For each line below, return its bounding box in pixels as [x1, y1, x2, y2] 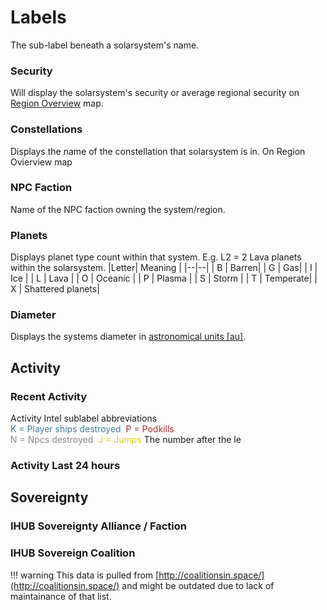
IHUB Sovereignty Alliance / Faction [10, 519, 187, 533]
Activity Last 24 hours [10, 459, 121, 473]
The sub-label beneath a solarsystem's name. [10, 39, 200, 51]
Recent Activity [10, 389, 88, 403]
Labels [10, 6, 67, 29]
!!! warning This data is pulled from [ [10, 569, 160, 581]
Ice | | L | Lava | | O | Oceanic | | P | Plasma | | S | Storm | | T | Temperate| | [10, 272, 318, 285]
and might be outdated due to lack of [121, 579, 275, 591]
